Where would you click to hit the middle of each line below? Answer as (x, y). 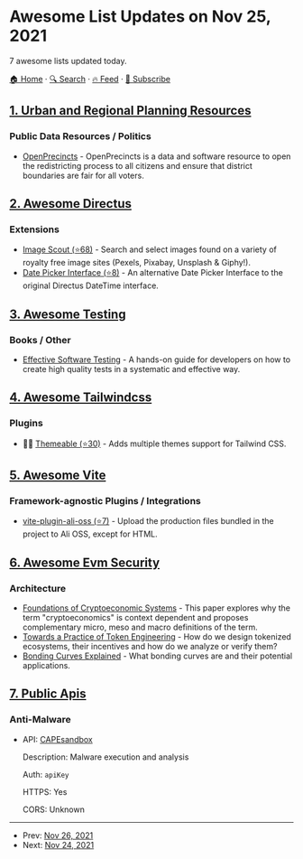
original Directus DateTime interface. (91, 285)
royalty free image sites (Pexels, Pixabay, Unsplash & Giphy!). (136, 263)
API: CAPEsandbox (57, 739)
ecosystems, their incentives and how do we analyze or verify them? (150, 647)
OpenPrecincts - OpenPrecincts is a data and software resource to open (156, 156)
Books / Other (40, 340)
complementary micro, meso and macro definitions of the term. (140, 627)
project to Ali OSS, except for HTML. (90, 534)
